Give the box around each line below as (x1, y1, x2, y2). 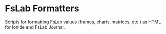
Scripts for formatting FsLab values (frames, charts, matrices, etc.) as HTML (5, 19, 161, 25)
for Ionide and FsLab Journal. (5, 24, 65, 30)
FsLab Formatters (5, 3, 79, 14)
